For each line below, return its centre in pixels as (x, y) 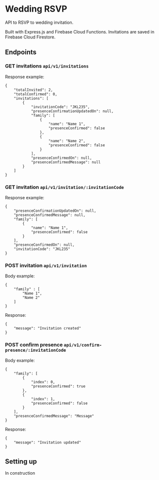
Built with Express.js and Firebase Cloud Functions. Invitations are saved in (80, 32)
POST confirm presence (34, 345)
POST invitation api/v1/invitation (46, 265)
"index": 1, (43, 399)
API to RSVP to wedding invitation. (39, 22)
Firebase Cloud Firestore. (30, 37)
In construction (20, 473)
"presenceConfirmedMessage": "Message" (54, 416)
